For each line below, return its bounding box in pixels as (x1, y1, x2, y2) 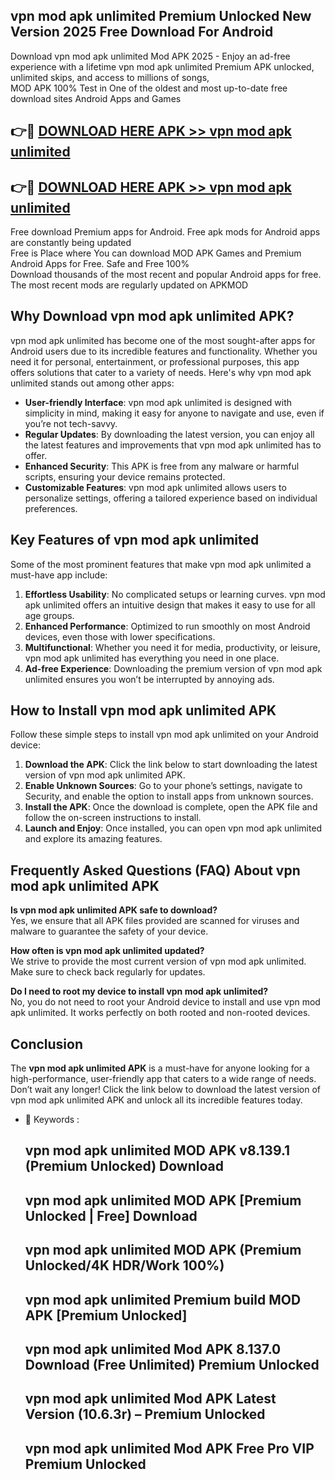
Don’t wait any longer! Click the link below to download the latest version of (10, 1084, 322, 1096)
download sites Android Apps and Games (10, 92, 182, 104)
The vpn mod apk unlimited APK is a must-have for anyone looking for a (10, 1062, 310, 1074)
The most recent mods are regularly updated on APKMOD (10, 279, 249, 291)
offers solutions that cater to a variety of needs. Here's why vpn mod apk (10, 366, 312, 378)
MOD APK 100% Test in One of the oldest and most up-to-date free (10, 82, 288, 94)
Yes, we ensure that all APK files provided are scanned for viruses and (10, 915, 300, 927)
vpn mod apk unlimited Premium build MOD (24, 1291, 302, 1308)
